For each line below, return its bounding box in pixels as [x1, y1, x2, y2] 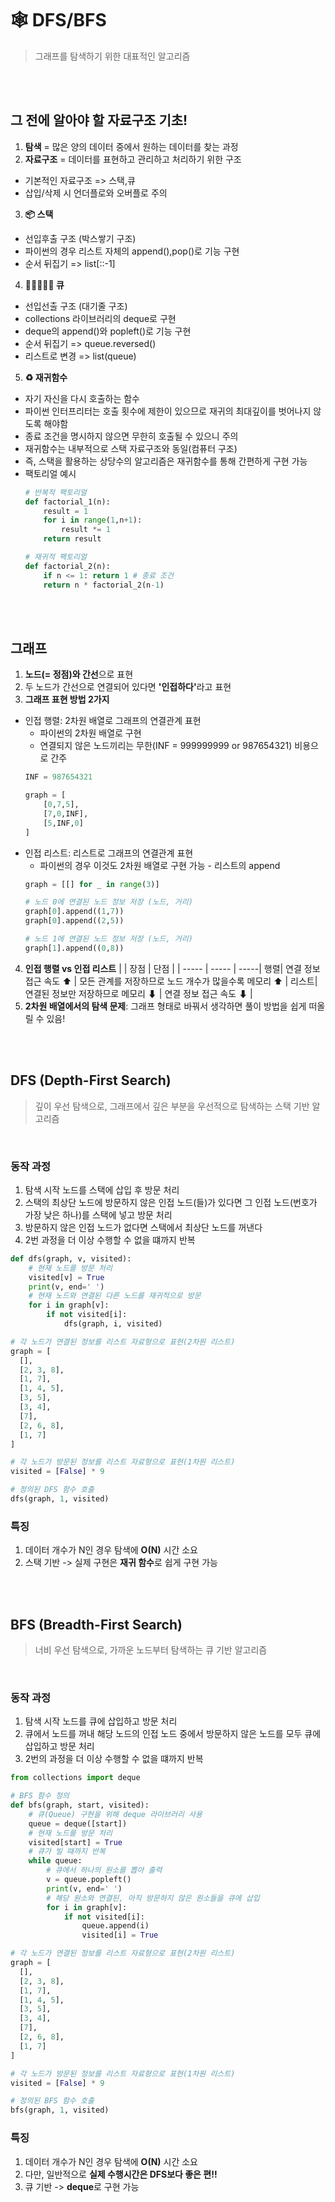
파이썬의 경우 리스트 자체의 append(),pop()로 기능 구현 [24, 245, 240, 257]
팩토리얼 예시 [24, 467, 77, 479]
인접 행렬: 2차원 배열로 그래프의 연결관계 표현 [24, 715, 202, 727]
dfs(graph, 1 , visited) [10, 1494, 110, 1504]
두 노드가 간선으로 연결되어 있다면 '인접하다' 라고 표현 [24, 681, 232, 693]
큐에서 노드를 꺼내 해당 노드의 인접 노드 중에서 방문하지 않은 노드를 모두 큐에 [24, 1728, 322, 1740]
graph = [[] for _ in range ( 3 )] [24, 879, 160, 889]
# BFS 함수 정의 [10, 1791, 70, 1801]
